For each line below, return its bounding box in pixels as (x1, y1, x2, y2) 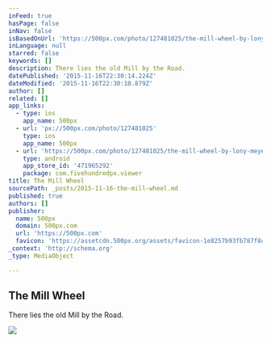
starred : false (8, 49, 60, 57)
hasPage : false (8, 19, 60, 27)
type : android (23, 154, 70, 162)
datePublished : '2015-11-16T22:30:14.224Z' (8, 72, 157, 80)
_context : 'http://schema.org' (8, 245, 114, 253)
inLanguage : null (8, 42, 67, 50)
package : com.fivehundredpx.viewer (23, 169, 143, 178)
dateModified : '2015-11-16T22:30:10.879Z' (8, 79, 153, 87)
